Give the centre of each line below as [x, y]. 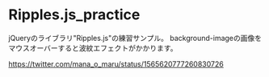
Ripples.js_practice [74, 15]
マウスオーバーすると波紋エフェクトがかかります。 [93, 48]
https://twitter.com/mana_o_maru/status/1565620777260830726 [116, 64]
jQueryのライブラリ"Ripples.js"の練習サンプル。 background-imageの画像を [135, 38]
